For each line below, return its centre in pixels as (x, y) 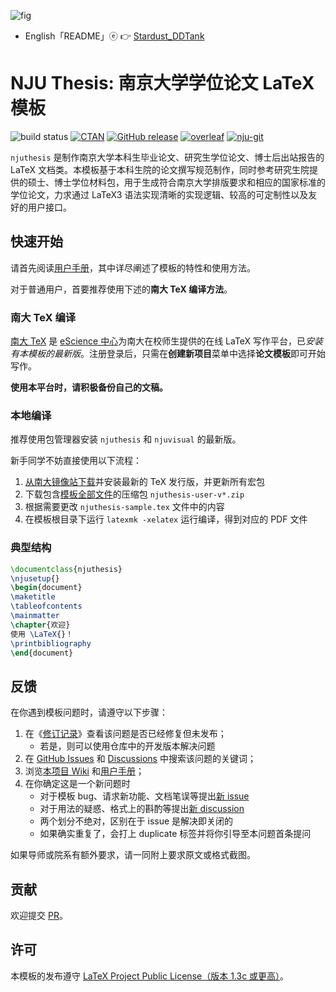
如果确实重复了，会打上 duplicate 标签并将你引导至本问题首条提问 (175, 834)
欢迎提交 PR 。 (39, 916)
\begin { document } (46, 588)
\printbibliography (51, 643)
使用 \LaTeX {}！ (42, 634)
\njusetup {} (35, 578)
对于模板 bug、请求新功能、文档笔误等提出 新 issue (144, 796)
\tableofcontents (46, 606)
